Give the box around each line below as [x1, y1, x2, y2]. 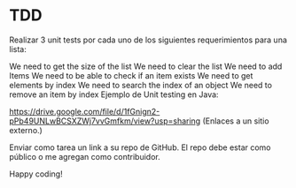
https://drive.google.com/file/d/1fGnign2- [9, 106, 160, 117]
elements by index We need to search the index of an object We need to [9, 79, 273, 90]
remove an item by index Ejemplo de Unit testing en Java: [9, 89, 219, 100]
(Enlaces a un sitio [202, 116, 269, 126]
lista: [9, 43, 27, 54]
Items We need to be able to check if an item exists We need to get [9, 70, 253, 80]
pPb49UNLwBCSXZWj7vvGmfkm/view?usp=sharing [9, 116, 201, 126]
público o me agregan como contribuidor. [9, 151, 161, 162]
